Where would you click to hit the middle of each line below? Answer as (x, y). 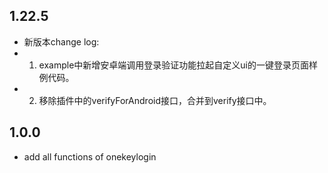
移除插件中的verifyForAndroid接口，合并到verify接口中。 (155, 100)
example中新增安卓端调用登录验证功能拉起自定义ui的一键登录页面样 (178, 65)
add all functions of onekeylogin (90, 156)
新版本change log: (61, 41)
